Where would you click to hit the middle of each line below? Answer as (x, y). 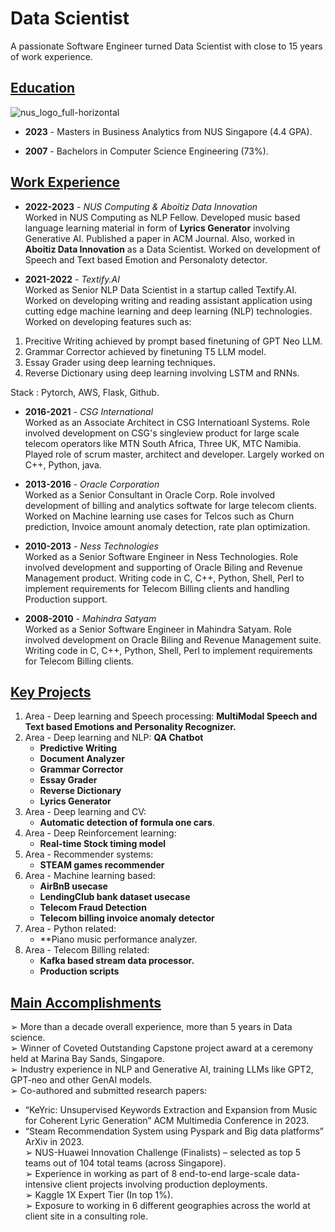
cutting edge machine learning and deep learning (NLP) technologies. (168, 311)
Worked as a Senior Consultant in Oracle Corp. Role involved (150, 494)
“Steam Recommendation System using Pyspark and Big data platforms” (174, 1131)
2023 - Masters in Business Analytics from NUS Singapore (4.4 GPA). (168, 131)
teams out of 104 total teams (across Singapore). (125, 1163)
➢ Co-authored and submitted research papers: (109, 1091)
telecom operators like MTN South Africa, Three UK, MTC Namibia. (163, 443)
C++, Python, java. (63, 464)
